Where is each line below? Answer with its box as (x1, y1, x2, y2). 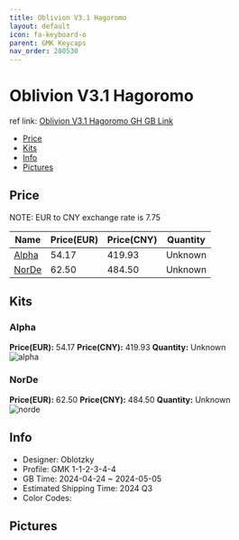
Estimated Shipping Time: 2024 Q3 (22, 482, 153, 493)
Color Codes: (22, 492, 72, 503)
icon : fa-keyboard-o (9, 30, 87, 39)
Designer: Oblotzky (22, 453, 95, 465)
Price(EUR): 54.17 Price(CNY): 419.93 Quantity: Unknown (9, 341, 226, 352)
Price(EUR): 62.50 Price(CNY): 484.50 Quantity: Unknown (9, 394, 231, 405)
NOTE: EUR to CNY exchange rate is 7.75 (9, 211, 161, 222)
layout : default (9, 22, 70, 31)
